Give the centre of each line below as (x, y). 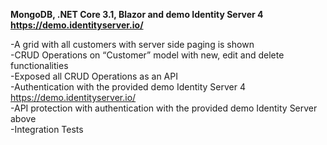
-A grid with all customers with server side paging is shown (132, 44)
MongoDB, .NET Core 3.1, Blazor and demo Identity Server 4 (137, 14)
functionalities (39, 65)
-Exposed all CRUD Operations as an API (94, 76)
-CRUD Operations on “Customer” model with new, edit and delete (147, 55)
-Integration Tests (47, 129)
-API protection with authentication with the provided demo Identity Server (164, 108)
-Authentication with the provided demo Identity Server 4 (128, 87)
